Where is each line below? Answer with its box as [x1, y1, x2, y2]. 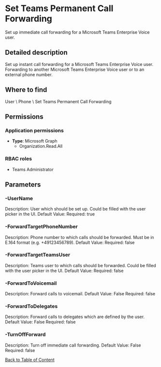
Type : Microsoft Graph [12, 138, 58, 144]
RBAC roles [5, 156, 32, 162]
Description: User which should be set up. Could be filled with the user [5, 206, 146, 212]
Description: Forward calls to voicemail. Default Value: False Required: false [5, 291, 156, 297]
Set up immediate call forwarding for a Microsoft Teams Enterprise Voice [5, 29, 150, 35]
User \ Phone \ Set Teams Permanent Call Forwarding [5, 98, 112, 104]
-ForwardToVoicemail [5, 280, 57, 287]
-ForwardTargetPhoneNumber [5, 223, 78, 230]
